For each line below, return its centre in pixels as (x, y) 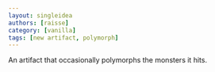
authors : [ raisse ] (38, 23)
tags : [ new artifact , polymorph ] (63, 38)
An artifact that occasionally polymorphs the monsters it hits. (108, 60)
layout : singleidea (40, 15)
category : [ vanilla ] (42, 30)
